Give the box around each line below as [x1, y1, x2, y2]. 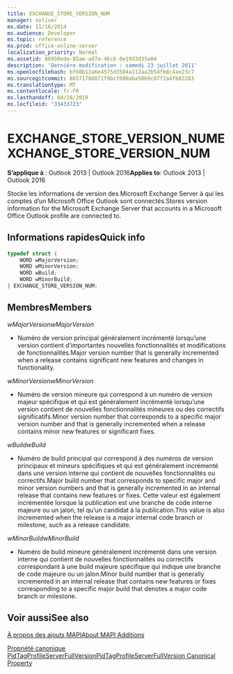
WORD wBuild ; [19, 269, 58, 277]
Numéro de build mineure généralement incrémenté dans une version [17, 547, 217, 556]
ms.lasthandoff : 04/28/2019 [7, 95, 89, 102]
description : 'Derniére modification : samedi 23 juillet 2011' [7, 62, 198, 69]
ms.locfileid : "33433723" [7, 101, 82, 108]
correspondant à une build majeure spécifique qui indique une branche [17, 562, 221, 570]
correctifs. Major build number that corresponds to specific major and [17, 476, 216, 484]
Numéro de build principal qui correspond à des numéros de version [17, 454, 214, 463]
